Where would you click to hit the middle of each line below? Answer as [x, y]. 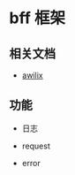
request [36, 146]
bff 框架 [37, 18]
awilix [32, 75]
